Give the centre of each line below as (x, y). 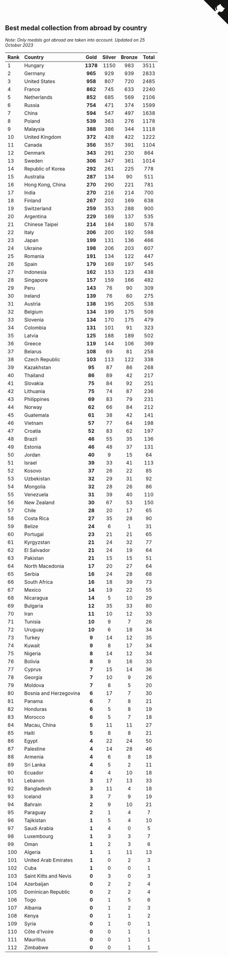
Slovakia (34, 383)
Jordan (32, 455)
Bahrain (33, 804)
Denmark (35, 153)
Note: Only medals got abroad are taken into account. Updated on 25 (75, 40)
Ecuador (34, 773)
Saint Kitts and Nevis (48, 876)
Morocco (35, 717)
